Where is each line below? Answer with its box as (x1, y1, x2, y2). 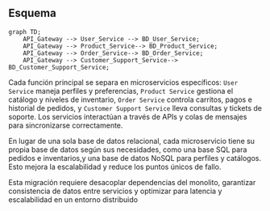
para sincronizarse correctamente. (8, 120, 123, 130)
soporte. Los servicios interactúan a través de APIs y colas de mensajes (8, 112, 247, 121)
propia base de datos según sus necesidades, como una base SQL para (8, 145, 247, 154)
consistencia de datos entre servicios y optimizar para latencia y (8, 186, 222, 196)
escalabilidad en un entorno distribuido (8, 194, 139, 205)
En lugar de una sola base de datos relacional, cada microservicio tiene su (8, 136, 255, 146)
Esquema (8, 6, 56, 20)
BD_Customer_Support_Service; (8, 63, 110, 71)
